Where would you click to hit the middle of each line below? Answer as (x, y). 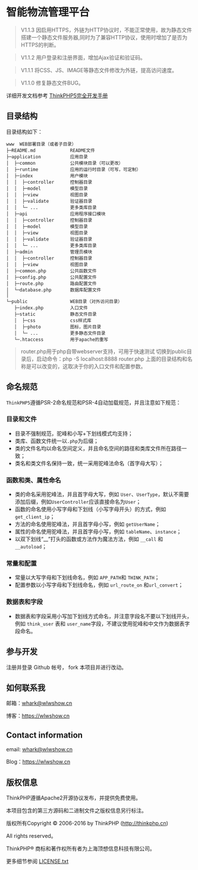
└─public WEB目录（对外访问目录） (65, 301)
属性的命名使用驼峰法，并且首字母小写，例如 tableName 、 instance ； (98, 532)
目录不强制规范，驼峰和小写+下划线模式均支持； (74, 433)
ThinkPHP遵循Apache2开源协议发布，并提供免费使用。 (74, 798)
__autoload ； (31, 547)
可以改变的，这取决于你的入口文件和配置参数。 (89, 366)
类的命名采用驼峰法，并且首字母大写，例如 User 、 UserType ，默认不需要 (102, 494)
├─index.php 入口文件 (51, 308)
